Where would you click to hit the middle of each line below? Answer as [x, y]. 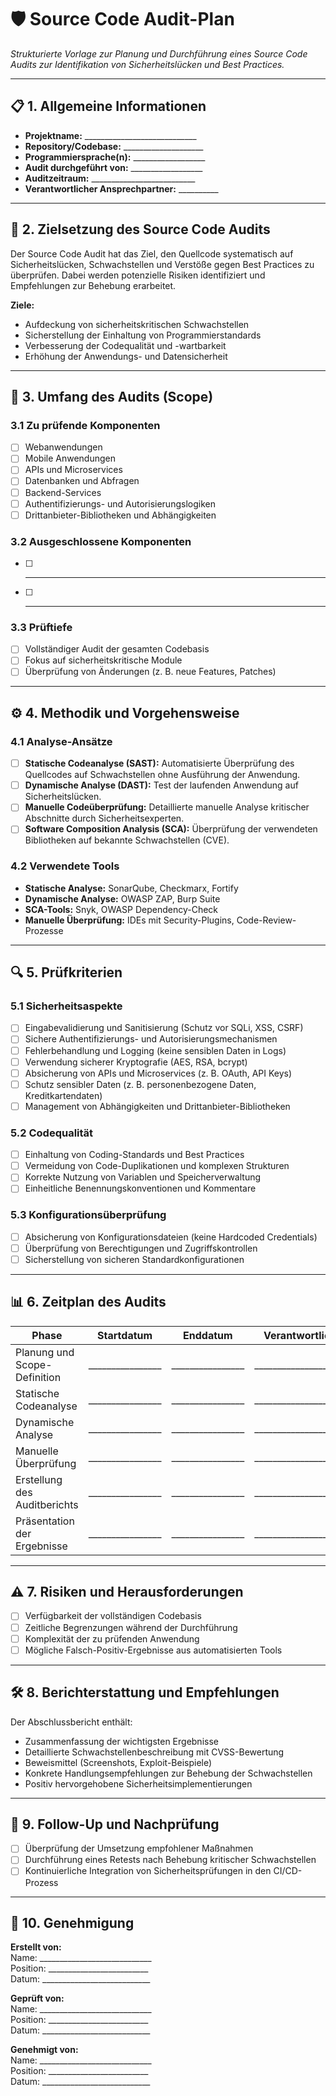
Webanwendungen [63, 447]
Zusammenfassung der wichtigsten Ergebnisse [121, 1741]
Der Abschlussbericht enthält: [71, 1722]
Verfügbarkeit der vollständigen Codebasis [113, 1616]
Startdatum [125, 1335]
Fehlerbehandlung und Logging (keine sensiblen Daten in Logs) [155, 1050]
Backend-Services [63, 492]
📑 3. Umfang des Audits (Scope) [112, 396]
